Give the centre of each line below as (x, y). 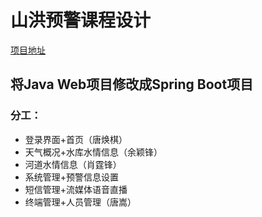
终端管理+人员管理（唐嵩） (80, 202)
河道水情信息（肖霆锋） (73, 164)
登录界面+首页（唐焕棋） (76, 139)
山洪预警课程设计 (81, 20)
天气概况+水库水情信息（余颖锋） (93, 152)
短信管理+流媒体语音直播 (76, 189)
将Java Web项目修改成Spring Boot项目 (132, 84)
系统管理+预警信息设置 (72, 177)
